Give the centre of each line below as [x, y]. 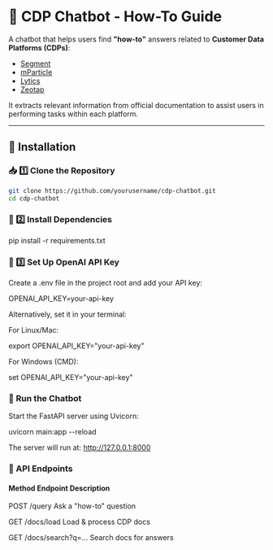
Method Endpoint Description [59, 488]
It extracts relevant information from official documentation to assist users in [136, 105]
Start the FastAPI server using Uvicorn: [74, 416]
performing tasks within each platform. [73, 114]
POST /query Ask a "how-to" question [72, 506]
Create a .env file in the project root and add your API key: [106, 282]
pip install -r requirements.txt [57, 240]
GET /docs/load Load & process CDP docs [79, 522]
